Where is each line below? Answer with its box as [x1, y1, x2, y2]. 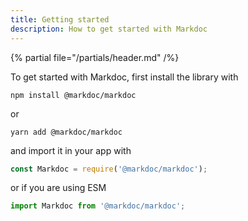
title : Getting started [10, 14, 110, 25]
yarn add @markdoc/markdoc [10, 127, 123, 137]
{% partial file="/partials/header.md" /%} [10, 51, 180, 63]
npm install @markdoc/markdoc [10, 90, 137, 100]
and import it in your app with [10, 144, 132, 156]
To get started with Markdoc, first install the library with [10, 71, 239, 83]
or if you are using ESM [10, 182, 107, 194]
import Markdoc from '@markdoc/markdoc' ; [10, 201, 186, 211]
